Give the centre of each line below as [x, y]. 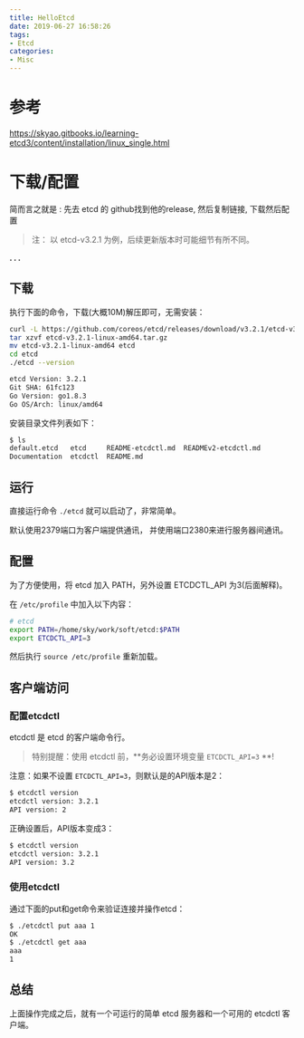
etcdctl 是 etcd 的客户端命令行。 [70, 737]
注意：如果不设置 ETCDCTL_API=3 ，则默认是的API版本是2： [117, 776]
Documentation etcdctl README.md [76, 457]
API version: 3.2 [42, 862]
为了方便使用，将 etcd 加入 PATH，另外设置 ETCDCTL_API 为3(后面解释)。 [148, 584]
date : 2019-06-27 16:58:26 [60, 26]
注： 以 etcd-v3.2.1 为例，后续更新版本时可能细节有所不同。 [143, 239]
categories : [32, 52]
